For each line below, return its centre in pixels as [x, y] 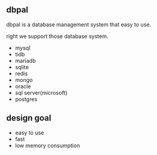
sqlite [22, 67]
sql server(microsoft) [41, 92]
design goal [29, 118]
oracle [23, 86]
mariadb [25, 60]
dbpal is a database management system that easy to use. [79, 24]
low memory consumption [47, 145]
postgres [26, 99]
